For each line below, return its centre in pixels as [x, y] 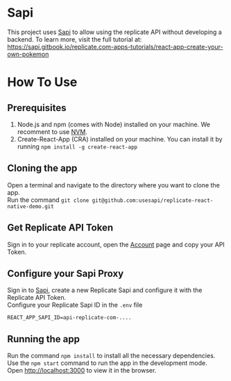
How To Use [42, 82]
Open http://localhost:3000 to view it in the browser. [82, 371]
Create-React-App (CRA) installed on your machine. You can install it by [120, 139]
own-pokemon [28, 54]
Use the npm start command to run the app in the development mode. [108, 363]
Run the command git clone [48, 200]
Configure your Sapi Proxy [66, 273]
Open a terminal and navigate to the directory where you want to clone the [113, 185]
